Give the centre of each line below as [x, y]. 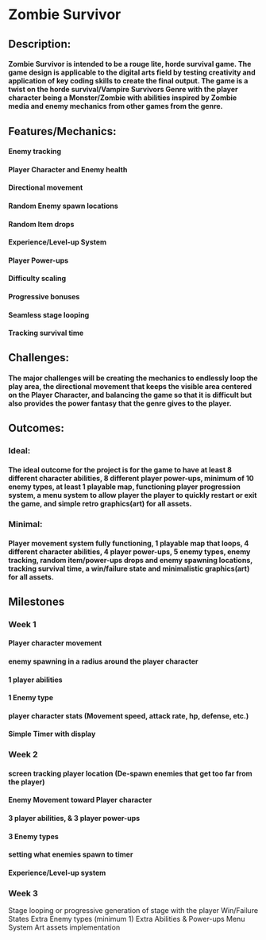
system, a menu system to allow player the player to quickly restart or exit [133, 495]
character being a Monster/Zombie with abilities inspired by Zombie [123, 98]
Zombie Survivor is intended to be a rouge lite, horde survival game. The [130, 64]
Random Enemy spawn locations [64, 206]
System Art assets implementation [64, 927]
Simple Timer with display [52, 734]
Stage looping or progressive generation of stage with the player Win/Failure [133, 911]
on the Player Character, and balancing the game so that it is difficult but [130, 395]
